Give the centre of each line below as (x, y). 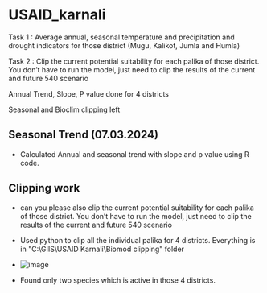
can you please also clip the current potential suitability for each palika (137, 208)
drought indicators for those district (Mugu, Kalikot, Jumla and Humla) (124, 45)
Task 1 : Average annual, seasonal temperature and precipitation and (121, 37)
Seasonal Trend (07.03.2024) (84, 135)
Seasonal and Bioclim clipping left (64, 109)
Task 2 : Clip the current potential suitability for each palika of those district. (134, 61)
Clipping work (44, 188)
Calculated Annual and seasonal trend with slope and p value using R (134, 154)
